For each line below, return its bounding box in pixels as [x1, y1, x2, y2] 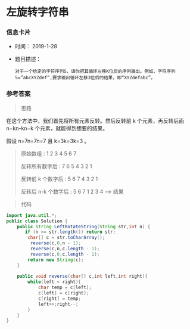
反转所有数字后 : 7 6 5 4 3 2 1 [20, 162, 92, 170]
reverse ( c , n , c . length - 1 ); [30, 246, 100, 252]
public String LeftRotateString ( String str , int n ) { [17, 224, 151, 229]
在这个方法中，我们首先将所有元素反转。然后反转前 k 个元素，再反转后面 [6, 117, 185, 124]
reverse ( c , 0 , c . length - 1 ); [30, 251, 100, 257]
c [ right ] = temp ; [38, 296, 82, 302]
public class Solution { [6, 218, 68, 224]
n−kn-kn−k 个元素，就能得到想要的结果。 [6, 125, 108, 132]
